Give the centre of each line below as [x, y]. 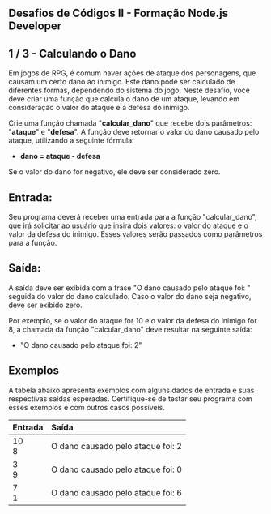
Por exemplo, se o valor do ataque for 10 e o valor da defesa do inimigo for [133, 320]
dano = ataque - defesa [60, 156]
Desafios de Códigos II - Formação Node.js [119, 13]
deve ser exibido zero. [45, 305]
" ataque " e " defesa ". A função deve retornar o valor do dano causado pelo [134, 132]
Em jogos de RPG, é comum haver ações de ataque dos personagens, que [132, 73]
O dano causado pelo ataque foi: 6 [116, 492]
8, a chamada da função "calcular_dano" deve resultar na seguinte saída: [130, 329]
